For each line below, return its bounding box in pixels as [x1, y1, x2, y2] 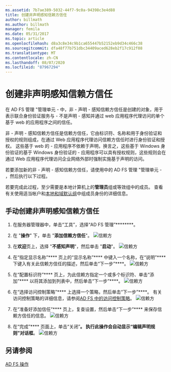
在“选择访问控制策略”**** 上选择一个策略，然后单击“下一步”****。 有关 [12, 288, 162, 295]
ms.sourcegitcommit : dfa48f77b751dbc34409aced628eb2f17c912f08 [5, 46, 143, 51]
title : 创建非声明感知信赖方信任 [5, 12, 67, 17]
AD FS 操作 [5, 361, 29, 367]
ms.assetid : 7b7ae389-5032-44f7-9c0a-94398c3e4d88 [5, 7, 115, 13]
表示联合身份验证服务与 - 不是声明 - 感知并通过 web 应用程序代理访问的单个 [5, 113, 165, 119]
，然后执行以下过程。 [5, 173, 50, 180]
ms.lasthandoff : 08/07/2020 [5, 60, 65, 65]
